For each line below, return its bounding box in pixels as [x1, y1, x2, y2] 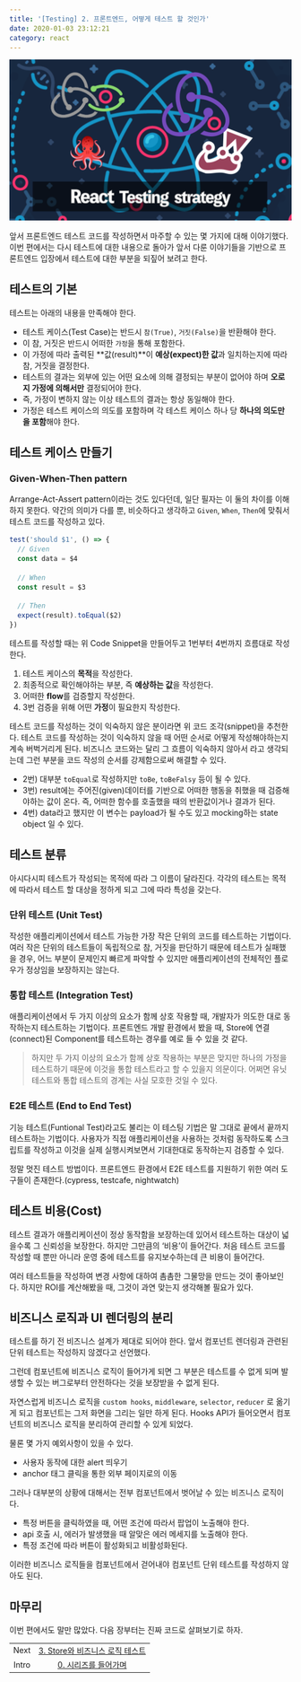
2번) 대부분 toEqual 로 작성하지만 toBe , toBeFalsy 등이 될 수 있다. [21, 774, 251, 784]
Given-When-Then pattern [9, 472, 128, 485]
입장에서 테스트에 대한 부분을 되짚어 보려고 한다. [39, 252, 208, 264]
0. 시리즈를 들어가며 [57, 1660, 127, 1670]
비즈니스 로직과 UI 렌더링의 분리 [9, 1310, 174, 1326]
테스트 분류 [9, 847, 67, 863]
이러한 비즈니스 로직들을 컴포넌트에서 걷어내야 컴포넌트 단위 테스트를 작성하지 [9, 1559, 280, 1570]
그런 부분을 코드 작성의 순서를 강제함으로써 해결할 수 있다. [25, 755, 227, 766]
